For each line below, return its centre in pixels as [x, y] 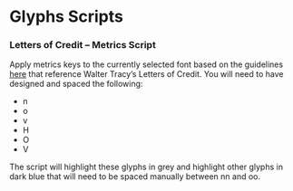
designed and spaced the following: [76, 84]
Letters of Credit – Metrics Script [83, 45]
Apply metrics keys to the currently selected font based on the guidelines [146, 64]
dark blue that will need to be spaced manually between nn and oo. [135, 177]
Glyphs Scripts [67, 17]
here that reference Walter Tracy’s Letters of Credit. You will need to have [146, 74]
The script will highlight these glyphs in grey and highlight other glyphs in [146, 167]
